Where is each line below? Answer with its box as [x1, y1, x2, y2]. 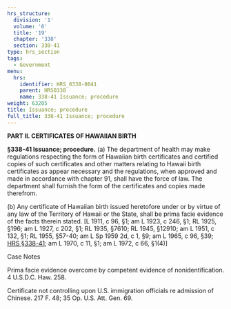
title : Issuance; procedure [7, 106, 88, 113]
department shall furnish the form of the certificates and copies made [7, 181, 205, 190]
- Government [13, 61, 51, 68]
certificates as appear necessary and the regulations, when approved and [7, 167, 217, 175]
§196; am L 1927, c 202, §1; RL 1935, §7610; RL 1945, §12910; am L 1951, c [7, 224, 215, 232]
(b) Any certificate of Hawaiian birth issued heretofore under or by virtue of [7, 202, 221, 210]
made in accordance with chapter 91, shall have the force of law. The [7, 174, 203, 183]
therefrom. [7, 189, 38, 197]
